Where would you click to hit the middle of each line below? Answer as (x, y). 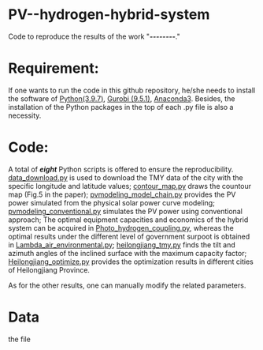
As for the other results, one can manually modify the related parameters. (127, 285)
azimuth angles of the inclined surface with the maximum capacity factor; (128, 253)
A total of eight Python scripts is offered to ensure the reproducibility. (121, 169)
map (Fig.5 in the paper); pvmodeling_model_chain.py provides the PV (122, 194)
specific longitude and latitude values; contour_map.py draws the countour (130, 186)
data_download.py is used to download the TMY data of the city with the (126, 177)
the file (20, 339)
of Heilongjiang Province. (49, 269)
